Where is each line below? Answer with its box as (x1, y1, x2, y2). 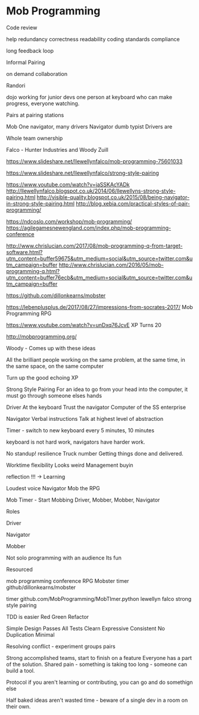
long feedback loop (6, 47, 54, 54)
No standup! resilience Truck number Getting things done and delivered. (6, 450, 184, 457)
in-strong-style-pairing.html (6, 200, 75, 207)
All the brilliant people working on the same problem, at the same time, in (6, 356, 186, 363)
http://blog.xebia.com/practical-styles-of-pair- (76, 200, 191, 207)
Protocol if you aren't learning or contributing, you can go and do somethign (6, 679, 193, 686)
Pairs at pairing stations (6, 111, 64, 118)
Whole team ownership (6, 135, 63, 142)
